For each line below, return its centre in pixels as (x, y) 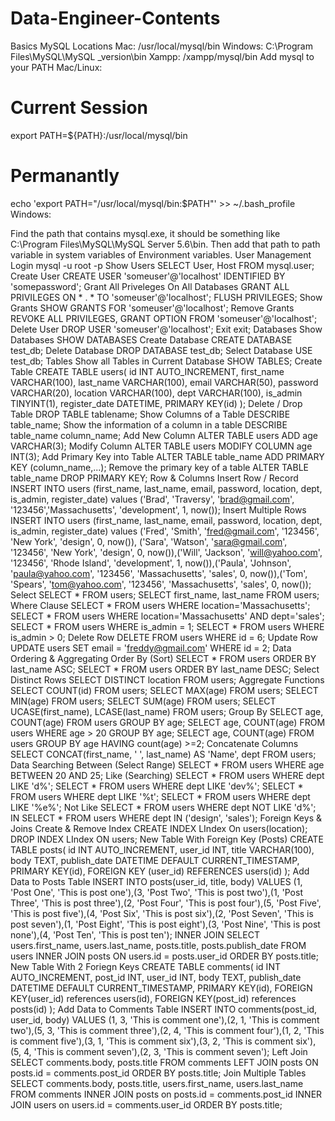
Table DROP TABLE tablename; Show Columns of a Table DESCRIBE (150, 414)
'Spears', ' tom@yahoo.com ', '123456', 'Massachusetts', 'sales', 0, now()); (161, 584)
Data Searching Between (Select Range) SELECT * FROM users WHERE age (167, 764)
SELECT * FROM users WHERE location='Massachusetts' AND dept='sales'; (167, 616)
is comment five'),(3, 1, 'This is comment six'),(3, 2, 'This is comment (152, 1041)
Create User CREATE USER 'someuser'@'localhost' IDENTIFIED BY (148, 276)
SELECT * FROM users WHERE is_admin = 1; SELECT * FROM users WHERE (167, 626)
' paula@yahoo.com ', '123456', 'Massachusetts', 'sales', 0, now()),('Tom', (159, 573)
